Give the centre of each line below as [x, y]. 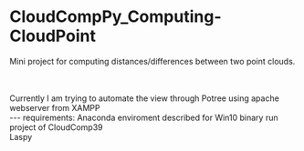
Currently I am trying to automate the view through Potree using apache [145, 98]
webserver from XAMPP [55, 107]
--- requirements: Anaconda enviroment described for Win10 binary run [144, 117]
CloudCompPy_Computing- [115, 17]
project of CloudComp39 [56, 127]
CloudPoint [52, 36]
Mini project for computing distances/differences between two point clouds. [152, 61]
